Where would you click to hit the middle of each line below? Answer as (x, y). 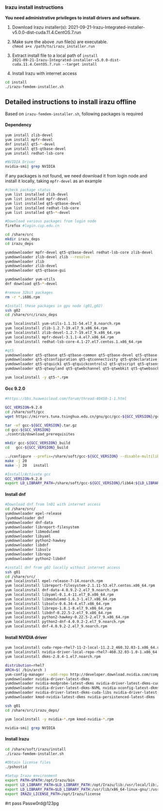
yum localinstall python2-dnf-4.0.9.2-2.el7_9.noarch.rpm (65, 622)
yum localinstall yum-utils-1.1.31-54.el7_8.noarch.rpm (63, 324)
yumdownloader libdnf (27, 545)
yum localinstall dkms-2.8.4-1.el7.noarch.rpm (53, 657)
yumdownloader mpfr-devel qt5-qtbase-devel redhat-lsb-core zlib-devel (79, 252)
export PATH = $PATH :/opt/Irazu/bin (40, 780)
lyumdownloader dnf (25, 518)
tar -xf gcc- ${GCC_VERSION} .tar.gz (41, 425)
